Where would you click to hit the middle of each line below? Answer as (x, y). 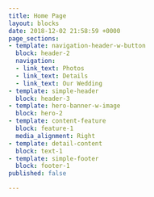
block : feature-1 (45, 128)
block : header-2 (43, 53)
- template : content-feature (57, 121)
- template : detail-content (56, 143)
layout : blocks (34, 23)
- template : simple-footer (54, 158)
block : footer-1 (43, 166)
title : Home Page (37, 16)
